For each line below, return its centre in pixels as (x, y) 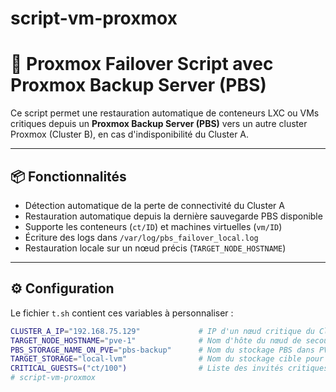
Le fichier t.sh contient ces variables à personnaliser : (122, 313)
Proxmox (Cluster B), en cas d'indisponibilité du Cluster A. (130, 134)
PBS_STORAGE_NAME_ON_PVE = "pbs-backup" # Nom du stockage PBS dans (162, 350)
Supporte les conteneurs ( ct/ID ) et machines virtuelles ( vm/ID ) (153, 226)
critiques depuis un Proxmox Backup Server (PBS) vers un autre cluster (159, 124)
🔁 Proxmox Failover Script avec (142, 64)
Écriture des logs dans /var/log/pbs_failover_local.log (141, 237)
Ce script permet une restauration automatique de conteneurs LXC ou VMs (165, 113)
